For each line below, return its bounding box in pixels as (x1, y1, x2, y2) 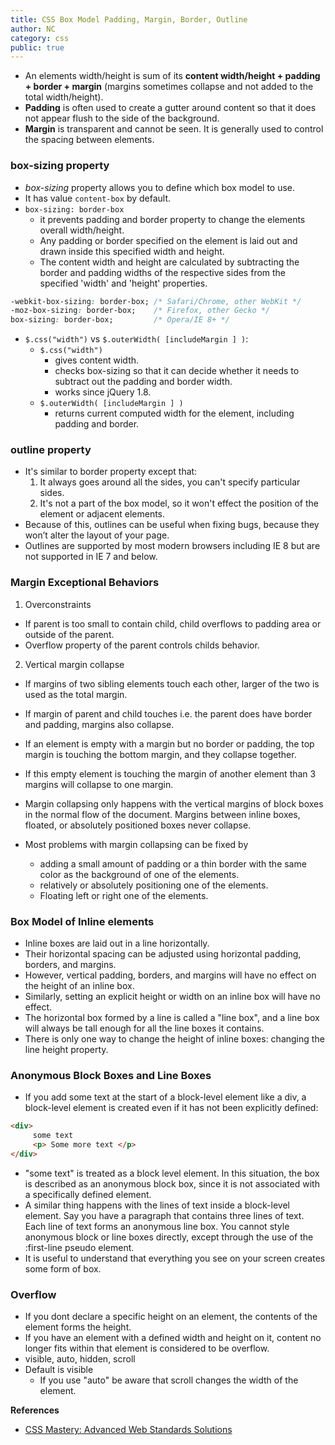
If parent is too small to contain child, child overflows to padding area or (24, 617, 322, 630)
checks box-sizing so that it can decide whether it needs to (54, 365, 300, 377)
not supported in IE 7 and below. (24, 551, 158, 563)
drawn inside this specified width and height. (39, 245, 225, 257)
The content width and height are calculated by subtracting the (39, 256, 300, 268)
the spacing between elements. (24, 134, 155, 146)
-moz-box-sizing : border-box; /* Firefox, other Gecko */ (10, 306, 271, 316)
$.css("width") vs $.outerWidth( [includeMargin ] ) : (24, 333, 249, 345)
